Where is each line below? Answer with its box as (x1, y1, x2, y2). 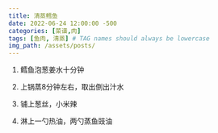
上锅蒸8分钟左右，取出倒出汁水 (19, 82, 124, 92)
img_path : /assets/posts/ (8, 42, 95, 50)
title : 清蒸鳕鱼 (8, 11, 58, 20)
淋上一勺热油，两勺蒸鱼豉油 (19, 116, 113, 126)
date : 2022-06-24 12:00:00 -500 (8, 19, 117, 27)
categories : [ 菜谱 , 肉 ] (8, 27, 82, 35)
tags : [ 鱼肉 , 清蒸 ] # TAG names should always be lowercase (8, 34, 210, 43)
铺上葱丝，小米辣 (19, 99, 78, 109)
